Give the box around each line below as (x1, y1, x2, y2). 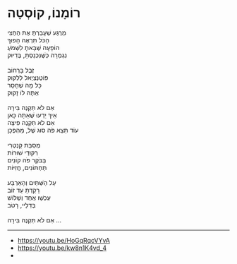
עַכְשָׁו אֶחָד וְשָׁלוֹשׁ (7, 193, 51, 202)
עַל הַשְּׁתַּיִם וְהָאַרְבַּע (7, 178, 56, 186)
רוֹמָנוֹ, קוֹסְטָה (7, 5, 81, 21)
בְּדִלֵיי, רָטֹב (7, 200, 36, 209)
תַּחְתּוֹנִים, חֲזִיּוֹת (7, 163, 47, 172)
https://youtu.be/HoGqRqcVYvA (17, 236, 111, 244)
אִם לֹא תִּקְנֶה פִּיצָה (7, 118, 55, 126)
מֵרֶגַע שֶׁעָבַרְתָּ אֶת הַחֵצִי (7, 28, 67, 37)
